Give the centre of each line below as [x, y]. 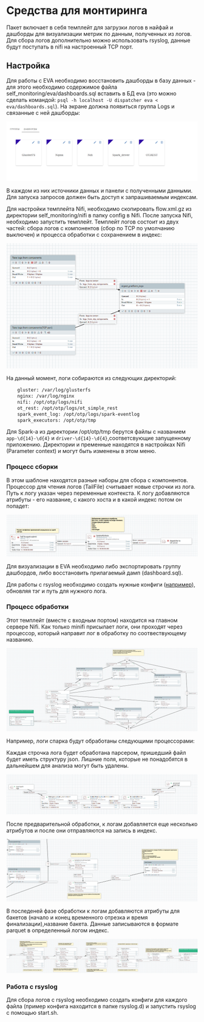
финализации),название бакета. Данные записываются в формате [93, 924]
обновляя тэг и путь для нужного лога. [57, 591]
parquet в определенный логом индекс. [58, 930]
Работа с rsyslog [32, 986]
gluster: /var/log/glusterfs [54, 390]
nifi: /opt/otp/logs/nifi [50, 402]
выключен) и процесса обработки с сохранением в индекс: [84, 234]
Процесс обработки [38, 607]
